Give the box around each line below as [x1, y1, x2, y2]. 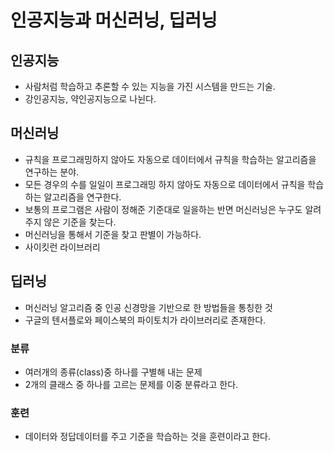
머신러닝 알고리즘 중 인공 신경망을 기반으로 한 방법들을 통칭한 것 [24, 301, 273, 313]
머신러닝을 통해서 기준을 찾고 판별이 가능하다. [24, 228, 202, 240]
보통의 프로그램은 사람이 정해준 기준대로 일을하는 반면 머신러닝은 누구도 [24, 203, 303, 215]
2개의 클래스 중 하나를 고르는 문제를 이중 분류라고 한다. [24, 378, 239, 390]
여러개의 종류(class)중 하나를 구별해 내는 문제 [24, 366, 203, 378]
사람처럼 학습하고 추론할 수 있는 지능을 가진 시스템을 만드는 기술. [24, 81, 276, 92]
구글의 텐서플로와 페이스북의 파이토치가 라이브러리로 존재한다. [24, 314, 267, 326]
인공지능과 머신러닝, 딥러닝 [10, 9, 218, 32]
